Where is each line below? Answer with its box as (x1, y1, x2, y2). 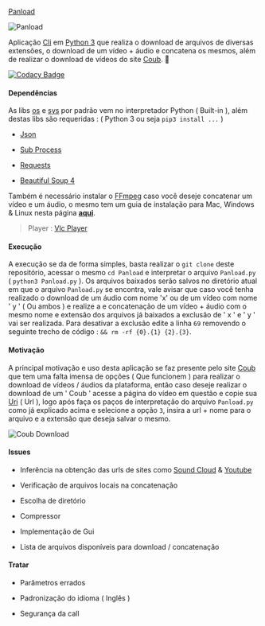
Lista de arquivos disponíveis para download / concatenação (19, 542, 220, 551)
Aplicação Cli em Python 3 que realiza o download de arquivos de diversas (8, 37, 254, 47)
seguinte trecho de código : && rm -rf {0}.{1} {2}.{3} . (8, 327, 192, 336)
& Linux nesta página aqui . (8, 208, 95, 218)
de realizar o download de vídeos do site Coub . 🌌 (8, 55, 170, 64)
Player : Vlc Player (27, 224, 88, 233)
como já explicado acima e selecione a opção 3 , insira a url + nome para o (8, 405, 251, 414)
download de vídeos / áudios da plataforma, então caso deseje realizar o (8, 379, 247, 389)
